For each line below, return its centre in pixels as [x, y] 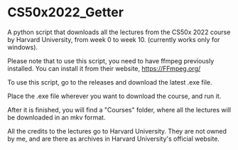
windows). [22, 47]
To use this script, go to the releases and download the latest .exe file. [110, 82]
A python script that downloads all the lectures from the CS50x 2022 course [119, 32]
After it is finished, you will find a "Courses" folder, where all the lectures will [119, 109]
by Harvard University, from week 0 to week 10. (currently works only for [114, 39]
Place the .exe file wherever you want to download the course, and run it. [114, 96]
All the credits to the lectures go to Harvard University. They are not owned [117, 131]
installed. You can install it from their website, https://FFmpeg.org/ [104, 68]
